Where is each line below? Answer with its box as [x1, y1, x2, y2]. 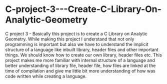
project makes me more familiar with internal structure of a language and [5, 57, 155, 63]
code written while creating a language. [5, 73, 87, 79]
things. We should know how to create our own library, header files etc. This [5, 51, 162, 58]
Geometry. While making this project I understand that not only [5, 36, 134, 42]
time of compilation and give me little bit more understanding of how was [5, 67, 156, 73]
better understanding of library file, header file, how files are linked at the [5, 62, 156, 68]
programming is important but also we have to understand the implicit [5, 41, 148, 47]
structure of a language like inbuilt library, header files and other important [5, 46, 158, 52]
